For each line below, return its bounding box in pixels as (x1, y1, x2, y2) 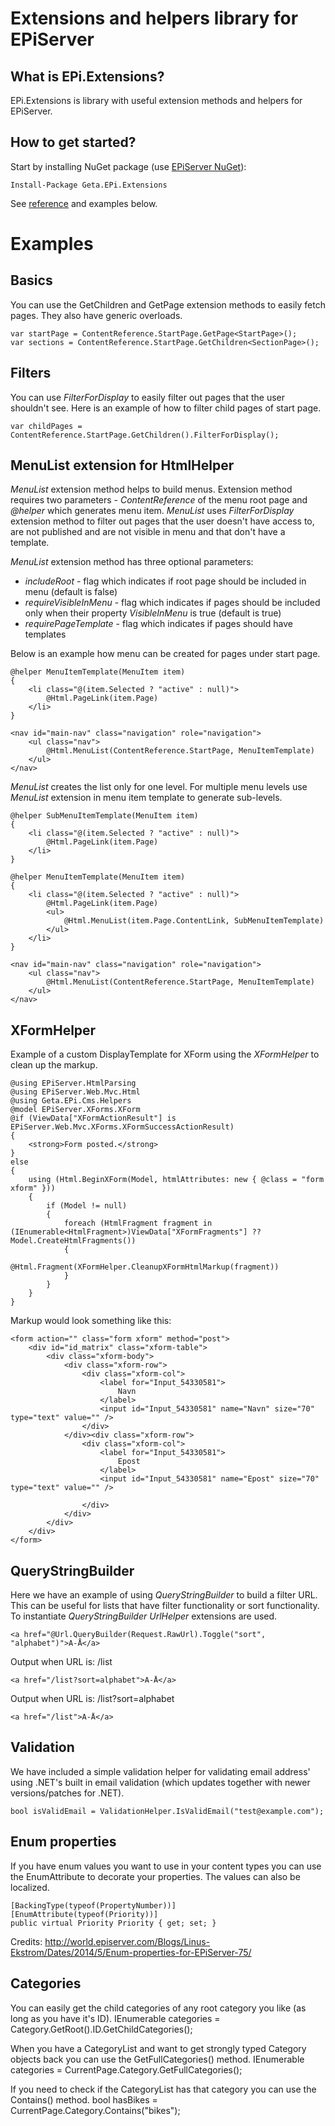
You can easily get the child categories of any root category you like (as (10, 2002, 307, 2014)
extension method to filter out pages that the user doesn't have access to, (10, 515, 315, 527)
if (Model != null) (46, 1201, 128, 1211)
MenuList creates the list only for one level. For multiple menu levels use (10, 781, 308, 793)
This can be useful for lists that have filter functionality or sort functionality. (10, 1600, 320, 1612)
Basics (10, 272, 53, 289)
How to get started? (10, 134, 137, 151)
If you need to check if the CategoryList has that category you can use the (10, 2083, 317, 2095)
